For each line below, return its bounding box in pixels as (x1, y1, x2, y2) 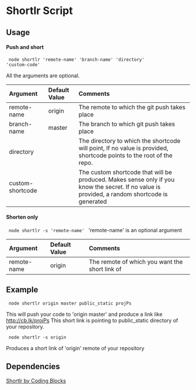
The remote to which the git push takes (78, 103, 185, 111)
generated (78, 197, 107, 205)
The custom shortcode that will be (78, 168, 172, 176)
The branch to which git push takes (78, 120, 176, 128)
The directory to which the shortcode (78, 136, 181, 144)
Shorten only (6, 213, 38, 220)
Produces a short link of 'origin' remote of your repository (6, 344, 145, 351)
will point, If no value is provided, (78, 144, 169, 152)
